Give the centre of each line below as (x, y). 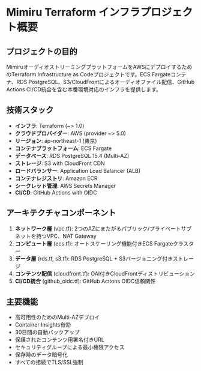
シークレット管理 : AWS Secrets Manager (65, 185)
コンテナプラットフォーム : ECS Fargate (63, 148)
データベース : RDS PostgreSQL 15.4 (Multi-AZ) (72, 155)
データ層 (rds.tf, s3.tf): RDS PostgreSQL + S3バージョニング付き (94, 258)
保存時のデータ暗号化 (41, 355)
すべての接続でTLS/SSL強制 (49, 362)
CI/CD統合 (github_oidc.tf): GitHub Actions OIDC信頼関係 (85, 281)
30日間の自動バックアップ (47, 332)
